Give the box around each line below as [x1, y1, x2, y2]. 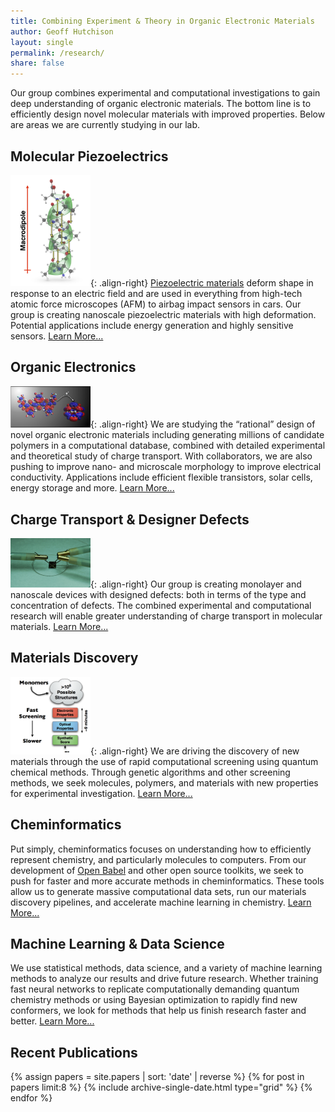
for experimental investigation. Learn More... [10, 787, 193, 799]
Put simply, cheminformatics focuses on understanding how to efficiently [10, 843, 312, 855]
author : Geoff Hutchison [10, 26, 114, 37]
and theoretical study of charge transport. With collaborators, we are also [10, 450, 313, 462]
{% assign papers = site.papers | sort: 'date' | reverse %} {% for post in [10, 1071, 305, 1083]
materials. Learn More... [10, 621, 109, 633]
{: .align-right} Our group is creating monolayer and [90, 578, 302, 590]
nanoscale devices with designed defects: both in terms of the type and [10, 589, 307, 601]
